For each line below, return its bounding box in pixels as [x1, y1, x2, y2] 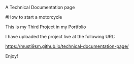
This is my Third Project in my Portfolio [5, 24, 86, 30]
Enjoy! [5, 53, 19, 59]
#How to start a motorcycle [5, 14, 62, 20]
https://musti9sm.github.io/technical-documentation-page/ [5, 43, 129, 49]
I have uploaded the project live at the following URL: [5, 34, 116, 39]
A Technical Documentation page [5, 5, 75, 10]
